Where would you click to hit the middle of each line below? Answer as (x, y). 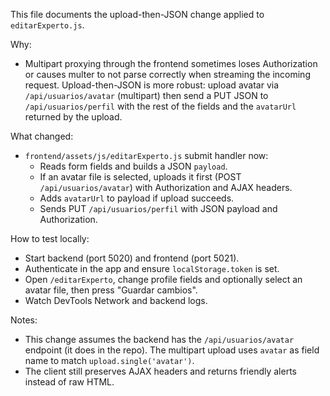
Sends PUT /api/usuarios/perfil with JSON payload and (158, 208)
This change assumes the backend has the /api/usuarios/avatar (159, 339)
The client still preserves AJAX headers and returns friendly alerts (160, 371)
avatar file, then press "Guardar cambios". (111, 290)
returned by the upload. (73, 117)
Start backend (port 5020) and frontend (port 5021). (132, 258)
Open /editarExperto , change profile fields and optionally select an (163, 279)
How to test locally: (50, 238)
